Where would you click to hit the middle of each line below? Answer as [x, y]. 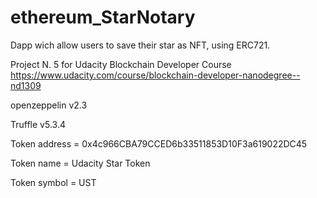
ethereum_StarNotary [103, 17]
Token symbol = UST [53, 182]
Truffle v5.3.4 [38, 124]
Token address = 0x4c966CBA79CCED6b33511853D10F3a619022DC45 [159, 143]
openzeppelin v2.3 [49, 105]
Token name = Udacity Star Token [80, 163]
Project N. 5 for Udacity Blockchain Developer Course [121, 64]
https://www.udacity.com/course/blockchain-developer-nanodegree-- [155, 75]
